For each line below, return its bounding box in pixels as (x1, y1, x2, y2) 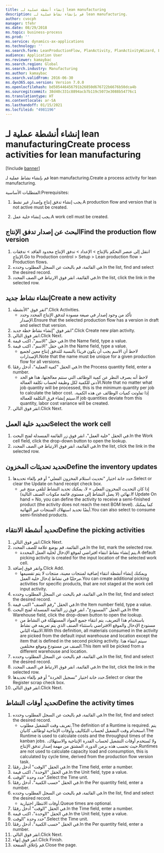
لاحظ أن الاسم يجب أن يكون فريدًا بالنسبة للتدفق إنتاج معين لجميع (19, 348, 138, 354)
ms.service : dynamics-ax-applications (5, 39, 84, 44)
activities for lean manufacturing (5, 149, 141, 161)
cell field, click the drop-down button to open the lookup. (12, 438, 127, 444)
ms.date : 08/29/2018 (5, 25, 48, 30)
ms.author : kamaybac (5, 71, 48, 76)
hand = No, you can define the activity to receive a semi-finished (19, 496, 150, 502)
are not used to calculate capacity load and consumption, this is (19, 748, 148, 754)
